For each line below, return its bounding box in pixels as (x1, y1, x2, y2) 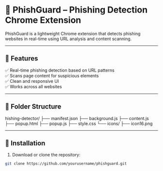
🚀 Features (5, 54, 38, 62)
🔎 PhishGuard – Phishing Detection (5, 4, 148, 16)
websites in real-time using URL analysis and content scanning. (5, 36, 132, 42)
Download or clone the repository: (12, 152, 81, 158)
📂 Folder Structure (5, 103, 62, 111)
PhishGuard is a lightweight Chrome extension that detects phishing (5, 31, 141, 36)
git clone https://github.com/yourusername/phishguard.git (5, 161, 127, 166)
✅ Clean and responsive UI (5, 78, 59, 84)
